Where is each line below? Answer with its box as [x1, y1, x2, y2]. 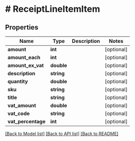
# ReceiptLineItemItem [5, 3, 100, 15]
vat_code [7, 110, 30, 117]
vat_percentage [7, 118, 46, 125]
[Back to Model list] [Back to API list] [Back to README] [5, 131, 119, 137]
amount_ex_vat [7, 62, 44, 69]
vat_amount [7, 102, 36, 109]
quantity [7, 78, 28, 85]
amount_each [7, 54, 41, 61]
